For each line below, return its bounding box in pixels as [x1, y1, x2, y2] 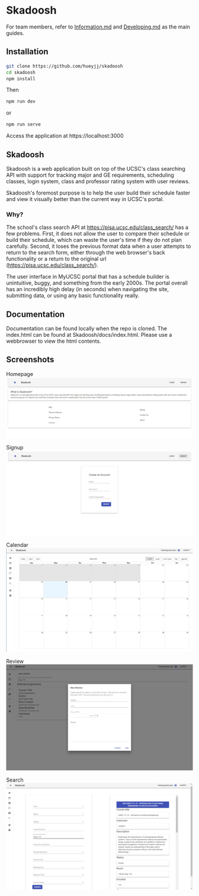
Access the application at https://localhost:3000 [6, 132, 124, 139]
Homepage [6, 370, 34, 377]
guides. [6, 29, 25, 36]
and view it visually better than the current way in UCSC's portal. [6, 195, 164, 202]
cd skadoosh [6, 69, 36, 75]
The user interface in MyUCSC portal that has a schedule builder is [6, 273, 170, 280]
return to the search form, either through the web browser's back [6, 249, 165, 256]
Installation [6, 47, 49, 57]
